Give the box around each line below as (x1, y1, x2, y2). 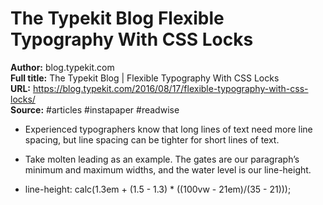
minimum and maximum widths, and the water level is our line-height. (24, 163, 312, 176)
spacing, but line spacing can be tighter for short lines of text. (24, 133, 280, 146)
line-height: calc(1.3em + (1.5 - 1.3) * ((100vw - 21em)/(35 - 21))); (24, 183, 292, 195)
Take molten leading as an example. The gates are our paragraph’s (24, 153, 300, 165)
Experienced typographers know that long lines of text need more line (24, 123, 313, 135)
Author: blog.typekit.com (10, 61, 115, 73)
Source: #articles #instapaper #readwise (10, 103, 180, 116)
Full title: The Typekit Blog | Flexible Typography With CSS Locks (10, 72, 280, 84)
